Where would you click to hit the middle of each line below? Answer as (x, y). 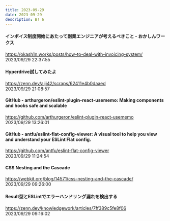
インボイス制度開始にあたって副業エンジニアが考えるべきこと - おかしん (81, 36)
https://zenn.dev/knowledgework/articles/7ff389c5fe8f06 (66, 208)
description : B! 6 (25, 19)
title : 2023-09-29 (25, 10)
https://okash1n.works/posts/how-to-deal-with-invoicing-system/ (74, 54)
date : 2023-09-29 (24, 15)
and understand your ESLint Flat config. (48, 139)
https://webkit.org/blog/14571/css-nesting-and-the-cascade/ (69, 179)
